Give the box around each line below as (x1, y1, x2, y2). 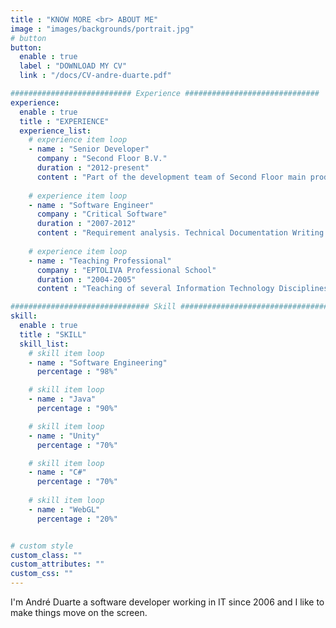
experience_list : (19, 126, 92, 136)
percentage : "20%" (36, 514, 118, 524)
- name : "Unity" (28, 431, 101, 441)
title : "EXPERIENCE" (19, 116, 110, 126)
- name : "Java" (28, 394, 97, 405)
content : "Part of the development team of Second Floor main (36, 172, 307, 182)
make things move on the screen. (10, 607, 148, 618)
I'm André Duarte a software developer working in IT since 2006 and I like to (10, 596, 325, 608)
